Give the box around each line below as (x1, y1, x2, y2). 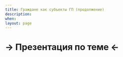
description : (5, 12, 32, 17)
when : (5, 16, 16, 21)
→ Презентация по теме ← (5, 42, 120, 53)
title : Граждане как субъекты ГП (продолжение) (5, 7, 105, 12)
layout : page (5, 20, 32, 26)
